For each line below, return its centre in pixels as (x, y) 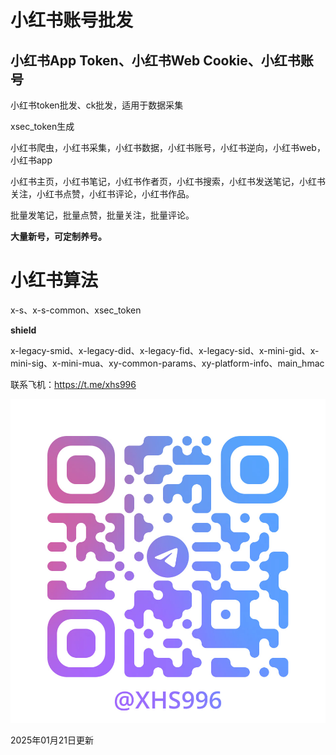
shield (23, 330)
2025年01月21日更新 (52, 740)
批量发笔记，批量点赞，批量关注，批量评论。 (102, 215)
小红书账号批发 (72, 20)
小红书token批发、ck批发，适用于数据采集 (97, 105)
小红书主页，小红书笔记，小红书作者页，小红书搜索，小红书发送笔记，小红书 (168, 181)
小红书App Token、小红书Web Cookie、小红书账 (162, 60)
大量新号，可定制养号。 (58, 236)
